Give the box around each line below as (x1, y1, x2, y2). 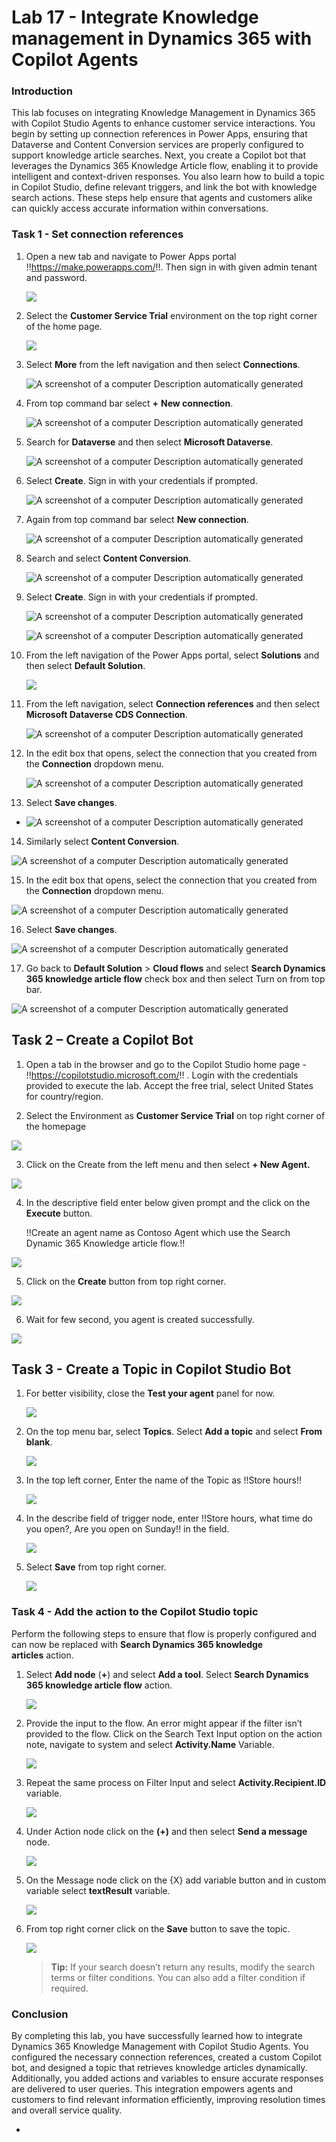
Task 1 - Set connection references (11, 227, 184, 241)
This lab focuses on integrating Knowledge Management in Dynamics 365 (11, 107, 316, 119)
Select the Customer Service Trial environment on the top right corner (25, 309, 318, 321)
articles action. (11, 1649, 74, 1661)
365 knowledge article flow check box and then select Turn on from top (25, 972, 326, 985)
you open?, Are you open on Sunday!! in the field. (25, 1523, 230, 1535)
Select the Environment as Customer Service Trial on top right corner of (25, 1109, 326, 1121)
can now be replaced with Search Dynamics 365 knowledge (11, 1638, 264, 1650)
